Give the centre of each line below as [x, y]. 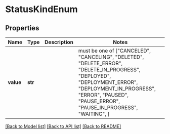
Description [59, 42]
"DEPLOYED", [95, 76]
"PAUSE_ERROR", [99, 101]
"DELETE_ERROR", [100, 63]
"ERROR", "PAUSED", [103, 95]
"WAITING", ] [94, 114]
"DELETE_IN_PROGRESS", [109, 70]
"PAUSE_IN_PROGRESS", [108, 107]
